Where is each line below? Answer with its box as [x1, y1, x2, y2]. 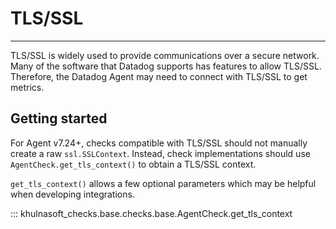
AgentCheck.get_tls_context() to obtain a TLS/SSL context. [10, 158, 257, 170]
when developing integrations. [10, 188, 135, 200]
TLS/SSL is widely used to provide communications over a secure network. [10, 49, 320, 61]
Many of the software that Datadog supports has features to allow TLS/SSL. [10, 60, 322, 72]
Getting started [10, 110, 108, 127]
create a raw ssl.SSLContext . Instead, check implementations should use [10, 147, 311, 159]
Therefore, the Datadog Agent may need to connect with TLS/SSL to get [10, 70, 308, 82]
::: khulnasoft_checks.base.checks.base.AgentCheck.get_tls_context [10, 207, 293, 219]
